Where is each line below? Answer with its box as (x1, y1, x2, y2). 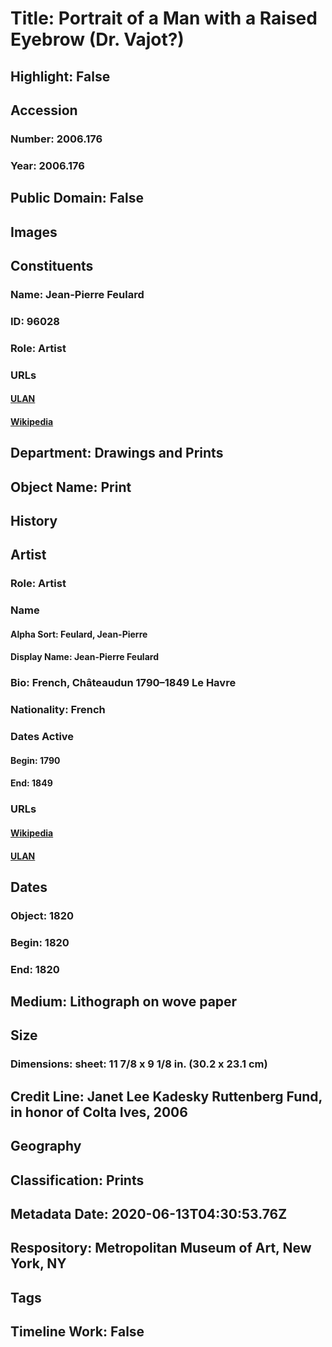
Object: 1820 (10, 908, 75, 922)
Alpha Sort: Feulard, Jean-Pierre (10, 628, 148, 640)
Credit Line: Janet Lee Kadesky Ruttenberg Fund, (10, 1088, 323, 1105)
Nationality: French (10, 703, 106, 717)
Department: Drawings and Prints (10, 445, 224, 462)
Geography (10, 1138, 82, 1155)
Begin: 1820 (10, 935, 70, 949)
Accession (10, 102, 78, 119)
